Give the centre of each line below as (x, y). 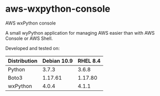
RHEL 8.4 (89, 61)
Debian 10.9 (58, 61)
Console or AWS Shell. (29, 38)
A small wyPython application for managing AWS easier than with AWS (80, 33)
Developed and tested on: (33, 48)
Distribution (23, 61)
